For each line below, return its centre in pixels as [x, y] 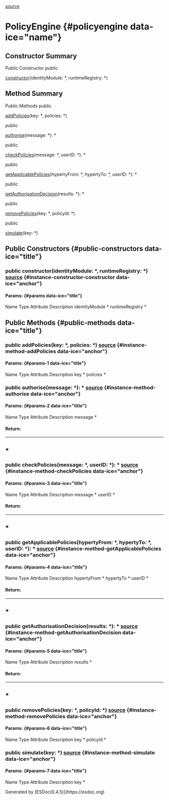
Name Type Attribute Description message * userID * [60, 494]
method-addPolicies [31, 351]
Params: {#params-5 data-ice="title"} [46, 651]
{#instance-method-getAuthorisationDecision [63, 633]
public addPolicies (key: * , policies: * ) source [61, 345]
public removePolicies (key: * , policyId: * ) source [65, 710]
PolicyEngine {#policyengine [67, 27]
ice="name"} [33, 38]
